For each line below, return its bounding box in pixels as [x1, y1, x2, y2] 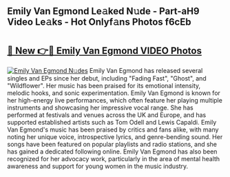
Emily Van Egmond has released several [89, 67, 203, 74]
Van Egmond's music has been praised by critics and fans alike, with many [7, 125, 219, 134]
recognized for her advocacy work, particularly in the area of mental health [7, 155, 220, 163]
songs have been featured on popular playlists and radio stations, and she [7, 140, 218, 148]
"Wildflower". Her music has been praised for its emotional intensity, [7, 82, 201, 90]
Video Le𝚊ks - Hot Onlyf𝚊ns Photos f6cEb [7, 17, 191, 28]
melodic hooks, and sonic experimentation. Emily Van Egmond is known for [7, 89, 220, 97]
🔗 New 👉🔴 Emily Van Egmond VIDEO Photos [7, 45, 202, 56]
